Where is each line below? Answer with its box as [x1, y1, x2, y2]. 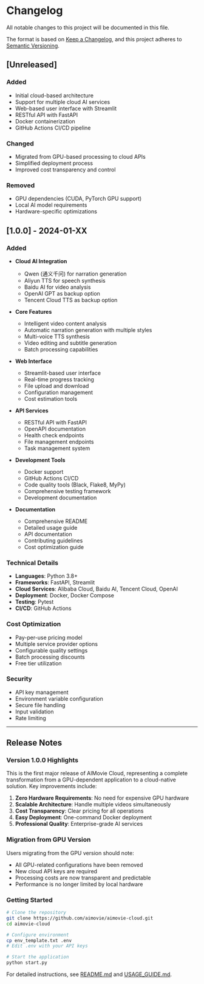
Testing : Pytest [15, 598, 54, 606]
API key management [15, 688, 69, 696]
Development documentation [24, 494, 97, 501]
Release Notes [6, 738, 63, 748]
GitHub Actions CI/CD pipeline [15, 124, 91, 131]
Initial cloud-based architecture [15, 92, 94, 99]
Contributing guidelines [24, 536, 83, 544]
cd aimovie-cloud [6, 921, 50, 927]
